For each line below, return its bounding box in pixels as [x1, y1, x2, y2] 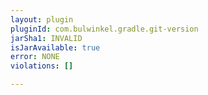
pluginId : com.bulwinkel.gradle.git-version [10, 24, 199, 34]
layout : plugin [10, 14, 74, 25]
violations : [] [10, 61, 74, 71]
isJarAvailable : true [10, 42, 101, 53]
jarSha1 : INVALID [10, 33, 83, 43]
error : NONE [10, 52, 60, 62]
